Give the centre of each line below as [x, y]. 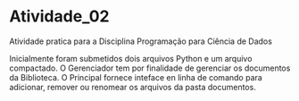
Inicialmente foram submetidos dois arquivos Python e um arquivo [131, 58]
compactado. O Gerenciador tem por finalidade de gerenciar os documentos [150, 68]
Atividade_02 [59, 17]
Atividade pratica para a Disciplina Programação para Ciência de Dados [141, 41]
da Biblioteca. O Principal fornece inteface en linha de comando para [136, 77]
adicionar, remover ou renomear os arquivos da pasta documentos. [133, 87]
